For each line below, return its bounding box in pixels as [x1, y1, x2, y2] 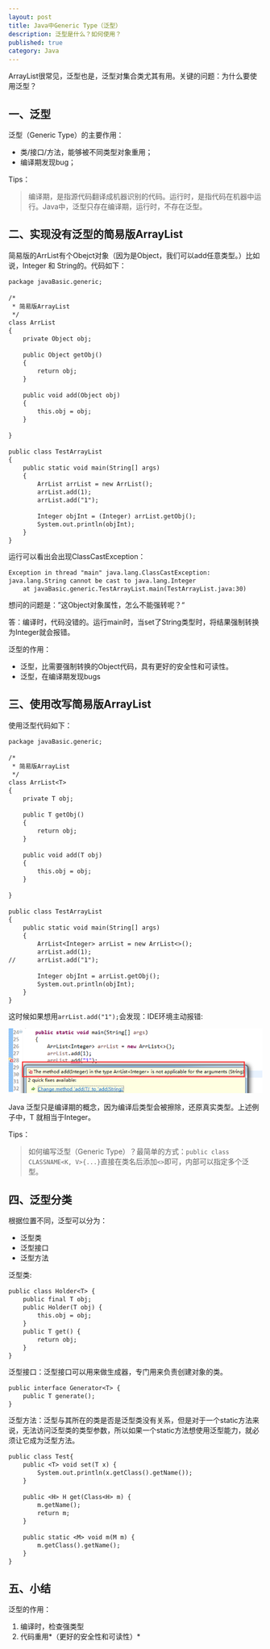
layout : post [8, 13, 52, 21]
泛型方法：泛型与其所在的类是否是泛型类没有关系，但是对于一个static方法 [8, 1416, 252, 1426]
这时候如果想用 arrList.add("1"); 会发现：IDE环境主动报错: [8, 1011, 204, 1021]
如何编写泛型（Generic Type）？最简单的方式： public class [27, 1146, 230, 1157]
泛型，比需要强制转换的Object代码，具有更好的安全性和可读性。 [19, 662, 234, 671]
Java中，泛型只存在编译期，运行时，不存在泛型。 [42, 202, 207, 211]
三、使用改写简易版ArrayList [8, 698, 152, 712]
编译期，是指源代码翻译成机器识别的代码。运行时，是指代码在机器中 [27, 191, 255, 201]
